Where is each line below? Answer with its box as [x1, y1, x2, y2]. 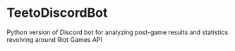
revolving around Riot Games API [6, 35, 103, 43]
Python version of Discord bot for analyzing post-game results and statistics [6, 28, 229, 36]
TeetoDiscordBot [6, 5, 108, 21]
